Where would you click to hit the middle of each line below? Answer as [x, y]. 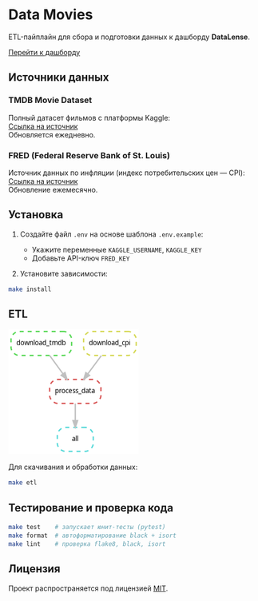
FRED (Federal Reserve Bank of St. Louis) [89, 155]
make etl [23, 483]
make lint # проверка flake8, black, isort [87, 544]
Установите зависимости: [64, 273]
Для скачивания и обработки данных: [73, 467]
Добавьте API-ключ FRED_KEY [81, 258]
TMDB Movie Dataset [50, 100]
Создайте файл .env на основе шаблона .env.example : [111, 234]
